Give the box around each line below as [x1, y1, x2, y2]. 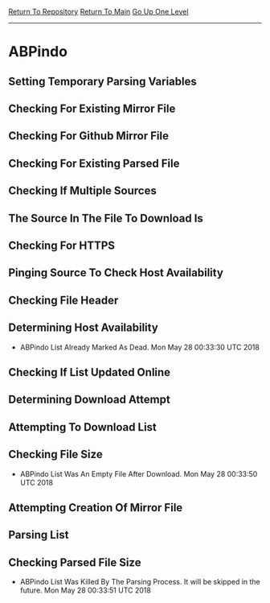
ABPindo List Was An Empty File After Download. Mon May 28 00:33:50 [19, 469, 258, 478]
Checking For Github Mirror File [8, 129, 169, 143]
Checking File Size [8, 448, 103, 461]
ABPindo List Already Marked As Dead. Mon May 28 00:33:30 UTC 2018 [19, 342, 260, 352]
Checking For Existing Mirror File [8, 101, 176, 115]
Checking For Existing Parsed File [8, 156, 180, 170]
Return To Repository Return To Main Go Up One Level [8, 7, 189, 16]
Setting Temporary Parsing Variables [8, 74, 197, 88]
